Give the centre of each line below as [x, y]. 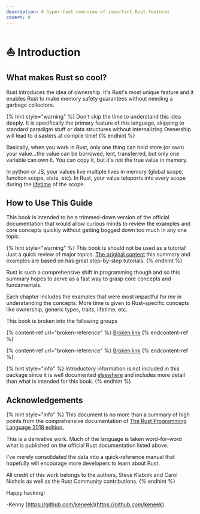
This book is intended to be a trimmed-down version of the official [88, 217]
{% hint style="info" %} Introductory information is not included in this [93, 368]
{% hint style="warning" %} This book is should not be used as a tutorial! [96, 248]
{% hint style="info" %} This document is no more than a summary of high [98, 415]
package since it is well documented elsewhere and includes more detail [96, 375]
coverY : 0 [19, 17]
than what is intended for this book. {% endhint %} [69, 382]
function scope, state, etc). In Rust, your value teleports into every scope [96, 178]
